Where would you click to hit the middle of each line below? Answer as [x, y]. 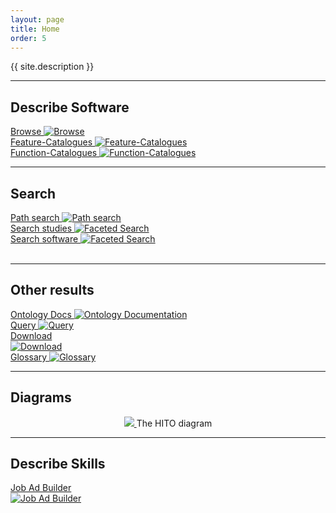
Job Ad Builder [41, 488]
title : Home [35, 29]
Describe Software [70, 107]
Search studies [41, 228]
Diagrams [41, 397]
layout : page [37, 19]
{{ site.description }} [52, 67]
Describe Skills [58, 464]
